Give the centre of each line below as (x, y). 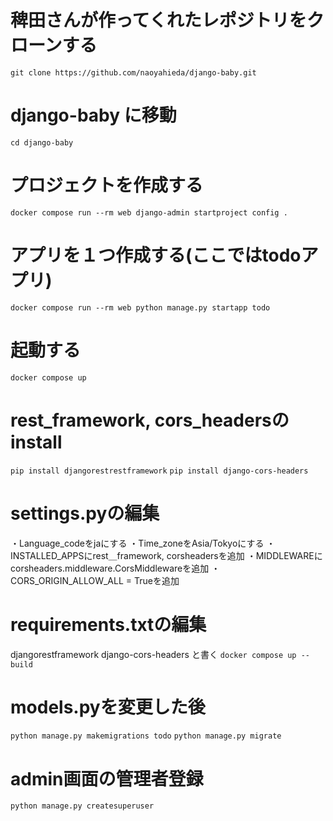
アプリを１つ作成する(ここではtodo (156, 255)
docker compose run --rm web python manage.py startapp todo (140, 307)
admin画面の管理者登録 (107, 778)
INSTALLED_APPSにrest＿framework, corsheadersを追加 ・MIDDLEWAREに (166, 555)
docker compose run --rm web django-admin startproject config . (149, 212)
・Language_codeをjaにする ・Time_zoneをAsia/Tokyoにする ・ (143, 543)
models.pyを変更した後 (108, 707)
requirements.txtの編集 (108, 624)
